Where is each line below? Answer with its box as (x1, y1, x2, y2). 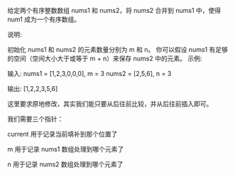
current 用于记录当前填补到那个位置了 (7, 130, 118, 138)
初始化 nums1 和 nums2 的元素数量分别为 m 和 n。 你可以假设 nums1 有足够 (7, 46, 229, 53)
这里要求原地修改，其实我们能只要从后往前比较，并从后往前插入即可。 (7, 100, 213, 108)
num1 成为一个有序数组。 (7, 15, 80, 23)
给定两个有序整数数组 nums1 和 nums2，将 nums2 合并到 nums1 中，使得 (7, 6, 222, 14)
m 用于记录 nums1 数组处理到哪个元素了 (7, 145, 124, 153)
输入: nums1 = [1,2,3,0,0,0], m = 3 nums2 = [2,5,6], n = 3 (7, 70, 172, 78)
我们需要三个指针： (7, 115, 64, 123)
